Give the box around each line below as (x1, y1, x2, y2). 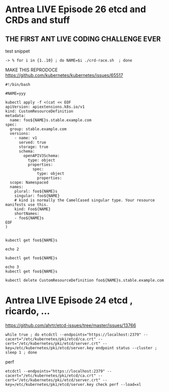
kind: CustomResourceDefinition (5, 109, 73, 114)
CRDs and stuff (5, 14, 70, 26)
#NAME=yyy (5, 91, 26, 96)
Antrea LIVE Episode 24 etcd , (5, 295, 133, 306)
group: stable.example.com (10, 127, 67, 132)
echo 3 (5, 264, 19, 269)
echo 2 (5, 247, 19, 252)
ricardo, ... (5, 306, 50, 317)
